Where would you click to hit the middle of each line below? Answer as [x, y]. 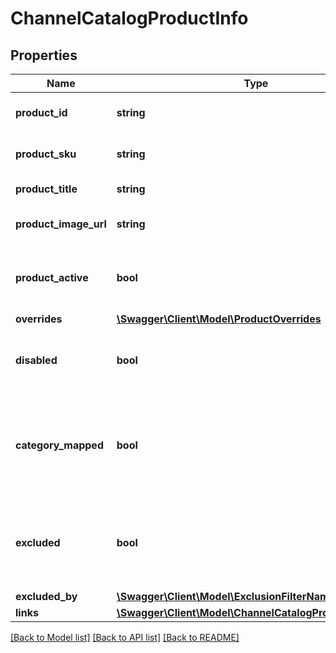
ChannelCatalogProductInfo [129, 18]
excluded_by [46, 596]
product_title [46, 189]
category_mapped [59, 445]
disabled [36, 360]
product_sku [46, 154]
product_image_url [61, 224]
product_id [41, 112]
